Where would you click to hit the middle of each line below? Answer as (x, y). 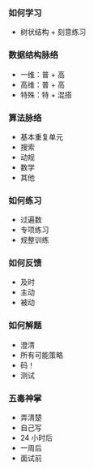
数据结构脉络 (34, 55)
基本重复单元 (41, 136)
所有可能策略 (41, 355)
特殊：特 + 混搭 (46, 94)
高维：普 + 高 (42, 84)
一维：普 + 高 (42, 74)
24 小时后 (36, 438)
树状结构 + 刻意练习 (53, 32)
